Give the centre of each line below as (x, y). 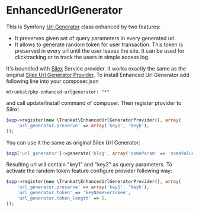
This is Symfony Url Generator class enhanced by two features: (84, 27)
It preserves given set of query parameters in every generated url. (95, 38)
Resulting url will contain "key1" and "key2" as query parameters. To (89, 165)
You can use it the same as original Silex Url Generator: (73, 142)
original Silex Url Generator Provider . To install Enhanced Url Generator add (98, 75)
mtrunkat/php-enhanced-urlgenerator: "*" (58, 92)
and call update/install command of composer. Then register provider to (94, 103)
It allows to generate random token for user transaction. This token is (99, 44)
